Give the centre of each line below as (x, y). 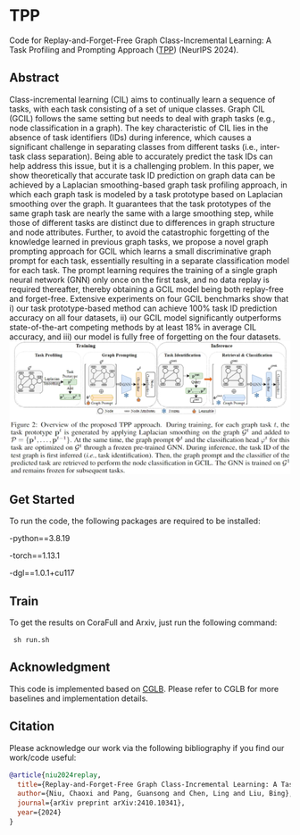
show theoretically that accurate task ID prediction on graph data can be (142, 175)
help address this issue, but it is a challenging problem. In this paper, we (142, 165)
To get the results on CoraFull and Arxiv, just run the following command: (143, 622)
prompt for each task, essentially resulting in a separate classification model (150, 261)
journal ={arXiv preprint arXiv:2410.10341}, (101, 803)
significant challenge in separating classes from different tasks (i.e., (134, 146)
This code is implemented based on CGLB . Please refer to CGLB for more (144, 689)
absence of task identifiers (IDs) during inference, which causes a (130, 137)
